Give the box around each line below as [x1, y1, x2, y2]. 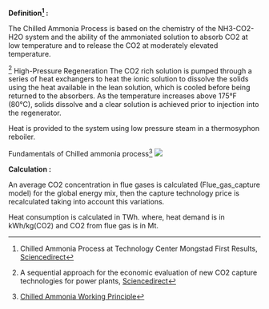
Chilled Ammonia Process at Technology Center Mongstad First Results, [19, 244, 258, 253]
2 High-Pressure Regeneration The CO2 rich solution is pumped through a [8, 64, 252, 75]
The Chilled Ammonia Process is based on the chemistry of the [8, 23, 216, 33]
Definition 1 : [8, 7, 49, 18]
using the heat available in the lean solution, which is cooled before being [8, 83, 251, 93]
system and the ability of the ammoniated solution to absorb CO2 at [25, 32, 248, 42]
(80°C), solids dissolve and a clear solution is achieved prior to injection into [8, 100, 259, 109]
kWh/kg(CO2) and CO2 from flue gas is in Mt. [8, 220, 159, 230]
